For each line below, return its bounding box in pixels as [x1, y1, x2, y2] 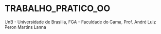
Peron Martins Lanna [4, 24, 47, 30]
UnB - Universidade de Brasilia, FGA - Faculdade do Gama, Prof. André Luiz [4, 19, 156, 25]
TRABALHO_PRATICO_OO [4, 3, 110, 14]
